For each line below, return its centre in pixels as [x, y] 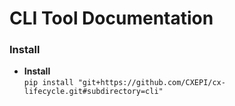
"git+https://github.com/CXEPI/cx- [151, 83]
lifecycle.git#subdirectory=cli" [93, 92]
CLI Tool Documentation [111, 18]
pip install [48, 83]
